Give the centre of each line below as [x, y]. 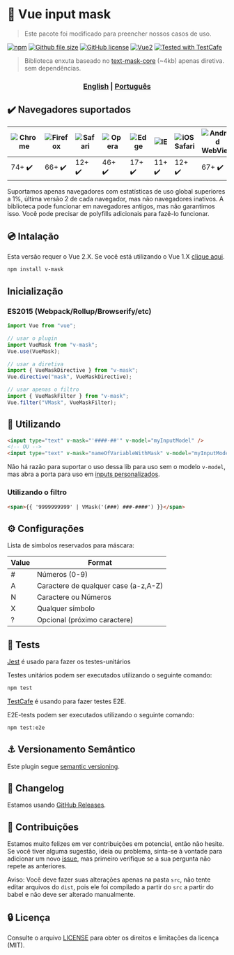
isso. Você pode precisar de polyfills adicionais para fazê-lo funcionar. [108, 213]
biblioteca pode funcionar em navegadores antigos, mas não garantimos [111, 206]
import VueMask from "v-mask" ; [53, 345]
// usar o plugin [32, 338]
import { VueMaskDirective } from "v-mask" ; [73, 371]
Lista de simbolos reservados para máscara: [71, 545]
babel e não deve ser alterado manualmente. [71, 895]
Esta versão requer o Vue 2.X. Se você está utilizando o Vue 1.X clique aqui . [116, 257]
